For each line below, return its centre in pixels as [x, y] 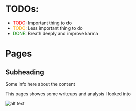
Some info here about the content [40, 84]
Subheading [25, 72]
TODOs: [22, 9]
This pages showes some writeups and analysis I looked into [68, 94]
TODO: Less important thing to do [47, 28]
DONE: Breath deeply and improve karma [55, 33]
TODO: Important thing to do [42, 23]
